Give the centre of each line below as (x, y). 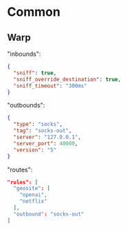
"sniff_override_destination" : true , (67, 79)
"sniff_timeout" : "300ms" (50, 86)
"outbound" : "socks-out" (49, 214)
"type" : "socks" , (38, 125)
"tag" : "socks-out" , (43, 131)
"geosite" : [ (32, 189)
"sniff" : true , (35, 73)
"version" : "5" (35, 150)
